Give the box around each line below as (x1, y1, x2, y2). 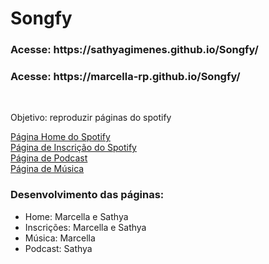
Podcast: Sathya (24, 242, 93, 254)
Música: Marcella (24, 232, 96, 244)
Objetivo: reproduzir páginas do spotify (10, 112, 172, 124)
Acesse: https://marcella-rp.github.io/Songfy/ (10, 70, 241, 84)
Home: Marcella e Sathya (24, 210, 129, 222)
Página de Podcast (10, 152, 88, 164)
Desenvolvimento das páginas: (10, 188, 165, 202)
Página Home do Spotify (10, 131, 111, 143)
